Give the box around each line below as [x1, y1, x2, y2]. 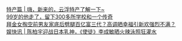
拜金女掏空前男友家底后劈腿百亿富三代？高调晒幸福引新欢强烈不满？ [6, 21, 176, 27]
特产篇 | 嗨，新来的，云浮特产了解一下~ [6, 6, 105, 12]
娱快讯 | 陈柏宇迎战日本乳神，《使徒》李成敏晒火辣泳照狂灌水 [6, 28, 157, 35]
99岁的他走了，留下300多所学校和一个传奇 [6, 13, 113, 20]
